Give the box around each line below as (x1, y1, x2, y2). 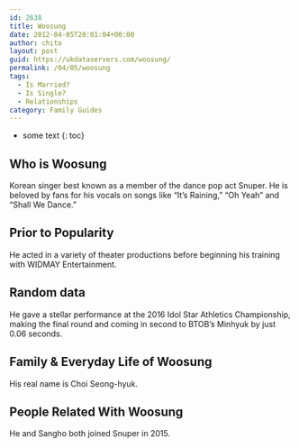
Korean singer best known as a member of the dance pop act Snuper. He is (9, 180, 288, 191)
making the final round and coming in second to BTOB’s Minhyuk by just (9, 318, 276, 329)
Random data (9, 285, 86, 300)
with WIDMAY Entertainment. (9, 259, 117, 270)
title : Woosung (9, 22, 67, 31)
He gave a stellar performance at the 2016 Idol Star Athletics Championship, (9, 308, 291, 320)
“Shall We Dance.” (9, 199, 77, 210)
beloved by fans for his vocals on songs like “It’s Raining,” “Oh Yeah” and (9, 190, 280, 201)
